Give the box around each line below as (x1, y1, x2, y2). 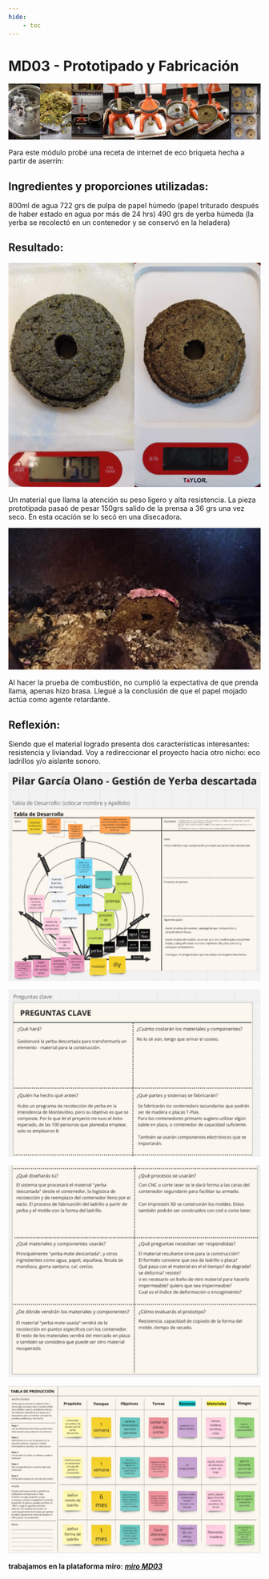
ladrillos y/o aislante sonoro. (8, 756, 102, 765)
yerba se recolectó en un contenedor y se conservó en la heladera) (8, 217, 231, 227)
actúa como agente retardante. (8, 695, 110, 705)
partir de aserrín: (8, 156, 64, 166)
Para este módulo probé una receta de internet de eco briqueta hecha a (8, 148, 245, 158)
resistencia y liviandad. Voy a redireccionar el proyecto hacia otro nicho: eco (8, 747, 260, 757)
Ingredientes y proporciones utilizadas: (8, 179, 209, 193)
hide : (8, 13, 26, 21)
